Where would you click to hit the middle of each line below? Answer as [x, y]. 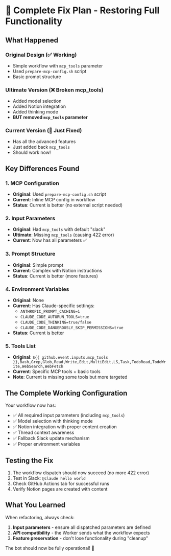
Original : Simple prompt [38, 265]
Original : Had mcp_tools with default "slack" [59, 229]
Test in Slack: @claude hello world [49, 478]
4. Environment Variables [37, 289]
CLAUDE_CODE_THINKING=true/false [56, 322]
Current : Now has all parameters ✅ [50, 240]
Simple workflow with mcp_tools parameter [58, 65]
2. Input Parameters [30, 218]
